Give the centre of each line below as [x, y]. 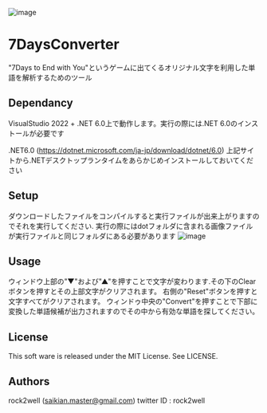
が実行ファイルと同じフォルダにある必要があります [92, 236]
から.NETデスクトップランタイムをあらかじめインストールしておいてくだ [134, 160]
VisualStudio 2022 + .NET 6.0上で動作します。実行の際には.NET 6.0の [123, 123]
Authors [29, 382]
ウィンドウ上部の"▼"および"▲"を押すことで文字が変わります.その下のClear [132, 281]
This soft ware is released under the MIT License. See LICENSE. [113, 356]
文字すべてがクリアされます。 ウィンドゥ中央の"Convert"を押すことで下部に [133, 301]
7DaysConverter [64, 45]
